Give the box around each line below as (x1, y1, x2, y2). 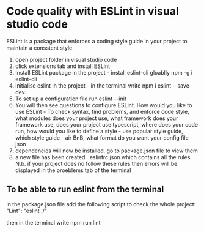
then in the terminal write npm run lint (6, 219, 101, 226)
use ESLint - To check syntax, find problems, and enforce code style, (15, 108, 189, 115)
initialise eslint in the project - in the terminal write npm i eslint (15, 81, 172, 89)
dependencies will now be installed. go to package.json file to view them (15, 147, 199, 154)
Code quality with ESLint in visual (6, 4, 179, 18)
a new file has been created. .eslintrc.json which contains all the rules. (15, 153, 192, 160)
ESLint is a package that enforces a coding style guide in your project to (6, 37, 188, 45)
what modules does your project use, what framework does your (15, 114, 178, 122)
